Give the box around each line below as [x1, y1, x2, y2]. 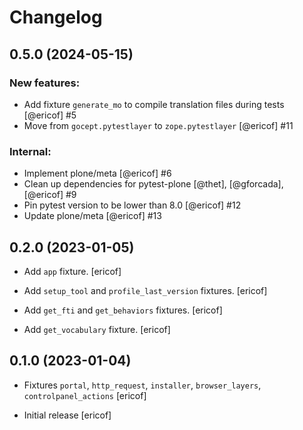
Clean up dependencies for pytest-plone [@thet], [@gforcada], [23, 178, 284, 190]
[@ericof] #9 [23, 189, 77, 201]
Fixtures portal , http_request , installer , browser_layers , [23, 379, 262, 391]
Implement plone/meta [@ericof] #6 [23, 167, 172, 180]
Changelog [9, 6, 103, 29]
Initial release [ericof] [23, 409, 112, 421]
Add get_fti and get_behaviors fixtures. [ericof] [23, 304, 223, 316]
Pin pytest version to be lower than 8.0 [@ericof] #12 [23, 199, 242, 211]
